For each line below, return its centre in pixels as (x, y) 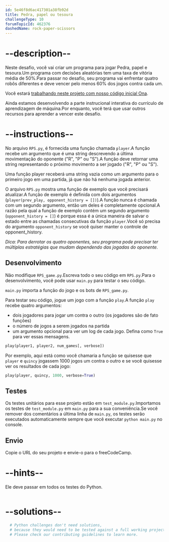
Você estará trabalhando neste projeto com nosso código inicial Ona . (77, 93)
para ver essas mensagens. (41, 336)
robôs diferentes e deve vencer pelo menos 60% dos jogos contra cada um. (84, 84)
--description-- (38, 54)
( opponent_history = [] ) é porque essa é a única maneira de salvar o (77, 216)
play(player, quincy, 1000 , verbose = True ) (50, 375)
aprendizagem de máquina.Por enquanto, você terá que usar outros (75, 108)
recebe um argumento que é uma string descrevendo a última (69, 154)
